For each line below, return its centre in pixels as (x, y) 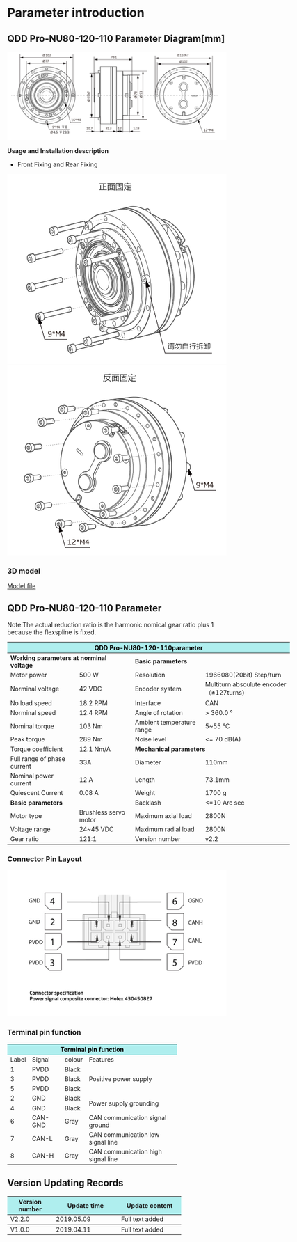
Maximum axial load (163, 816)
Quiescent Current (37, 793)
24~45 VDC (96, 829)
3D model (24, 571)
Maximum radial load (164, 829)
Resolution (150, 675)
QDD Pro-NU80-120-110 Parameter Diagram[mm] (116, 39)
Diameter (148, 762)
